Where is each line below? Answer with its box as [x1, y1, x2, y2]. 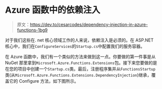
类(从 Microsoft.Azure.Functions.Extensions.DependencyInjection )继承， [5, 72, 152, 78]
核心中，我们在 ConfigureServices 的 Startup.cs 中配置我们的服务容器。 [5, 43, 145, 49]
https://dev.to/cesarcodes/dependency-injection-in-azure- [30, 22, 148, 27]
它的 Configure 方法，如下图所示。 [9, 78, 79, 84]
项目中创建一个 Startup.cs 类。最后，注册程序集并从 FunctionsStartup [18, 66, 156, 71]
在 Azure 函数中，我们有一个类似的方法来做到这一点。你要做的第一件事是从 [5, 53, 156, 59]
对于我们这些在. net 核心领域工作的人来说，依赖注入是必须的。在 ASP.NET [5, 37, 154, 43]
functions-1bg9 [17, 27, 48, 33]
